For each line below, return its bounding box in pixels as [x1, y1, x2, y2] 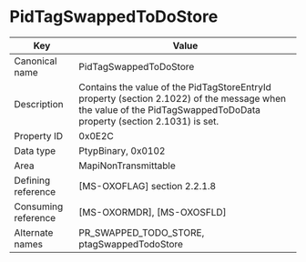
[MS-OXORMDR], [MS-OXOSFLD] [78, 206, 227, 218]
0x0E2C [78, 129, 114, 142]
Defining [14, 174, 51, 186]
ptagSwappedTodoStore [78, 237, 184, 250]
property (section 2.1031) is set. [78, 115, 219, 127]
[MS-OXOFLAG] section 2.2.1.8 [78, 179, 217, 192]
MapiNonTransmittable [78, 159, 176, 172]
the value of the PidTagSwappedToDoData [78, 103, 261, 116]
